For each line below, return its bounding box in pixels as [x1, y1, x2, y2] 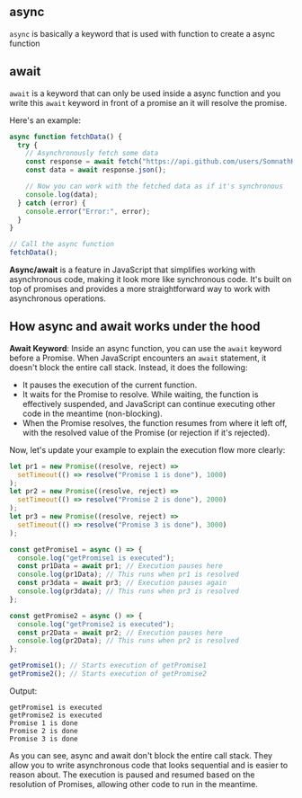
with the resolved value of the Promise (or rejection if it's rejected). [22, 427, 271, 438]
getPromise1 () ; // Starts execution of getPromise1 [9, 661, 207, 670]
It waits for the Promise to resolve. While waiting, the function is [22, 388, 259, 400]
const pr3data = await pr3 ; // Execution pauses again [17, 579, 227, 588]
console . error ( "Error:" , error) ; [25, 207, 151, 216]
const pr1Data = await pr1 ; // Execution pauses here [17, 562, 223, 571]
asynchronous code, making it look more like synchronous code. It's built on [9, 274, 292, 284]
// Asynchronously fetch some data [25, 149, 159, 158]
